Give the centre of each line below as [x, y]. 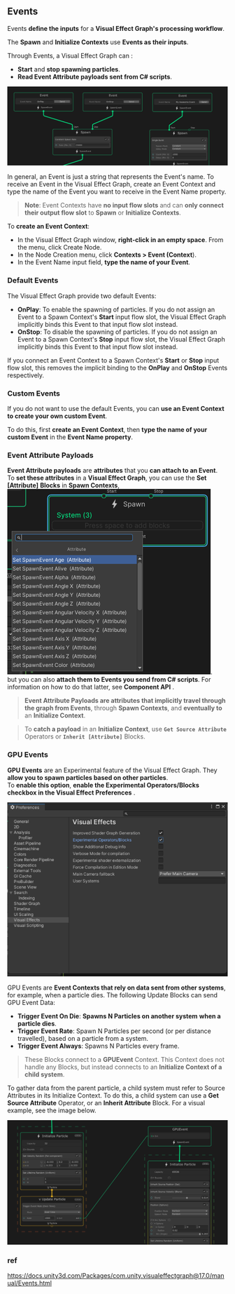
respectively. [26, 375]
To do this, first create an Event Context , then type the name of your [107, 430]
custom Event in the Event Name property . [70, 437]
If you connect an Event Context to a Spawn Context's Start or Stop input [113, 360]
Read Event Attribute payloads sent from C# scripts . [95, 76]
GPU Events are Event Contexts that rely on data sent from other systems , [116, 988]
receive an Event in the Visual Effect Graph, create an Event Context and [111, 184]
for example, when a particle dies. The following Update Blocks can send [113, 995]
